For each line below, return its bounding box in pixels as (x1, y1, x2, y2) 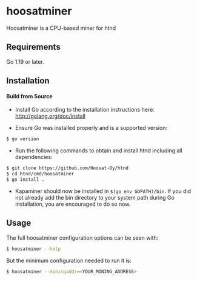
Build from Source (6, 92, 53, 100)
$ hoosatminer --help (6, 246, 61, 252)
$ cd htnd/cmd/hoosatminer (6, 171, 75, 177)
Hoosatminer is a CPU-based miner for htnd (6, 24, 116, 32)
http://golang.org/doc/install (15, 112, 86, 120)
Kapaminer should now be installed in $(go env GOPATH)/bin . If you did (15, 187, 192, 195)
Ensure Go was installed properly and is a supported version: (15, 124, 168, 132)
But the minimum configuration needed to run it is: (6, 257, 132, 264)
